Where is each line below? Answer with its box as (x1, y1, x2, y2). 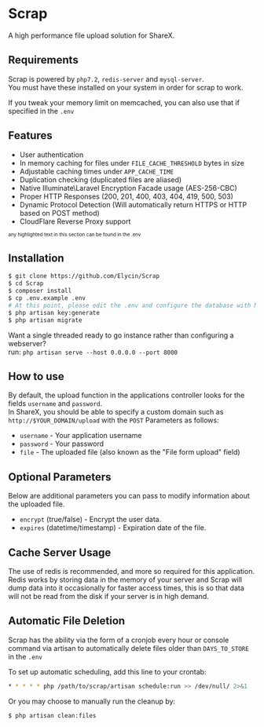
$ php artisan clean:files (8, 711, 97, 719)
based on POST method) (19, 208, 100, 217)
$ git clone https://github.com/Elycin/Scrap (8, 272, 159, 280)
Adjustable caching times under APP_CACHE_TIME (19, 166, 174, 176)
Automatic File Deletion (8, 614, 126, 628)
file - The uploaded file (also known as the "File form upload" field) (19, 448, 241, 457)
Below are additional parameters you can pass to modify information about (8, 491, 250, 501)
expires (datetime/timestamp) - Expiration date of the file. (19, 523, 207, 532)
